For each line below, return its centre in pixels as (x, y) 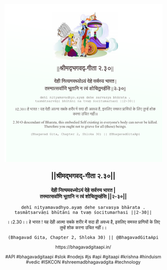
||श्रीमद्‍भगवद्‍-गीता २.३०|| (83, 176)
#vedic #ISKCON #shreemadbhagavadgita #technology (83, 262)
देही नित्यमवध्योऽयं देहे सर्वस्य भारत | (83, 190)
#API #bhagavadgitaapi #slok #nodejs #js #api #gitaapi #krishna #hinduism (83, 256)
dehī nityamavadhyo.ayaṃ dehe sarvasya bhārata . (83, 207)
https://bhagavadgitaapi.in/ (83, 247)
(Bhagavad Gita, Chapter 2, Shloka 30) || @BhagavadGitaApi (83, 237)
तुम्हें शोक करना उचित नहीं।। (83, 227)
